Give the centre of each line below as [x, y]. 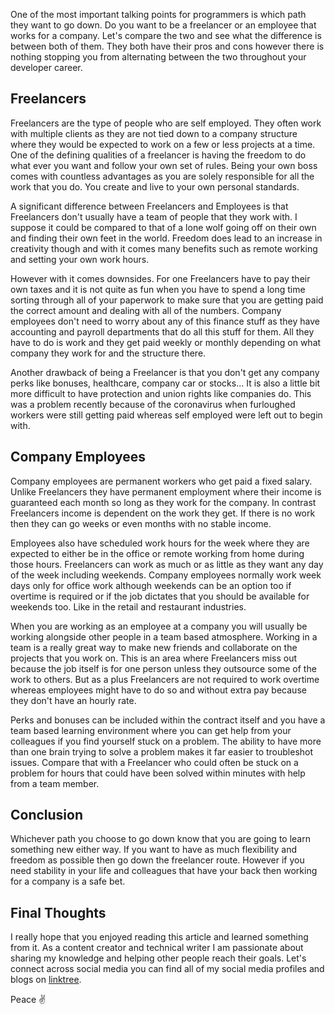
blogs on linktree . [46, 980]
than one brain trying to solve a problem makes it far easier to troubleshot [162, 751]
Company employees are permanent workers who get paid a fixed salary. [161, 481]
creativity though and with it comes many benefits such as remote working [164, 248]
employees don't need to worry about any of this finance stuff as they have [165, 321]
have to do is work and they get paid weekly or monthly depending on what [166, 342]
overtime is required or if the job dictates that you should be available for [160, 596]
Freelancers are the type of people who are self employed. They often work [166, 123]
